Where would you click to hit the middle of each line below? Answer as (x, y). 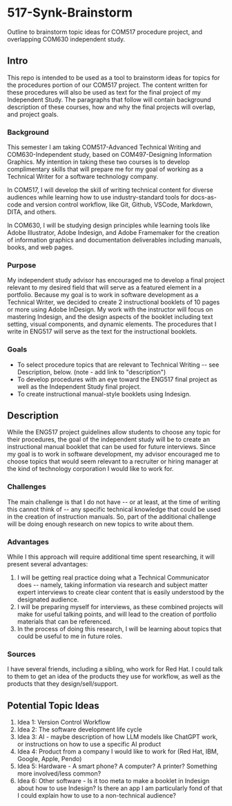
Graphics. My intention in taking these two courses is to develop (98, 162)
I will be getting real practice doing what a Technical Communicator (113, 577)
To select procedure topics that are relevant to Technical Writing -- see (118, 365)
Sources (21, 654)
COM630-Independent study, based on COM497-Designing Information (109, 155)
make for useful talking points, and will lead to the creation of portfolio (117, 614)
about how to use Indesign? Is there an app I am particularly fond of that (120, 788)
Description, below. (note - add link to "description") (91, 372)
